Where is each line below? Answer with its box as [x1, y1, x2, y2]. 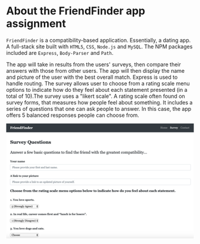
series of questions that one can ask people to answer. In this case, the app [6, 105, 192, 112]
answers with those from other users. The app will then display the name [6, 67, 185, 74]
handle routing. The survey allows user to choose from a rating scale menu [6, 79, 190, 87]
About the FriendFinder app [6, 4, 146, 18]
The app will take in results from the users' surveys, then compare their [6, 61, 182, 68]
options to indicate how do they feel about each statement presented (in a [6, 86, 187, 93]
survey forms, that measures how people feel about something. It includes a [6, 98, 193, 106]
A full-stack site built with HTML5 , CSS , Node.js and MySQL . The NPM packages [6, 43, 193, 50]
